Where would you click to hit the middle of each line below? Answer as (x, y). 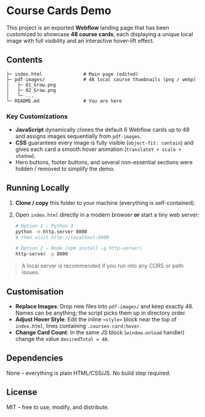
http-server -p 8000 (41, 254)
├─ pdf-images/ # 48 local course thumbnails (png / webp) (101, 79)
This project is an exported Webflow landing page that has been (88, 28)
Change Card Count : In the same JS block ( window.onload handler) (100, 332)
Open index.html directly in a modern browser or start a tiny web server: (107, 215)
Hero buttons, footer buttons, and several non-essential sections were (104, 163)
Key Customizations (37, 116)
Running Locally (38, 188)
